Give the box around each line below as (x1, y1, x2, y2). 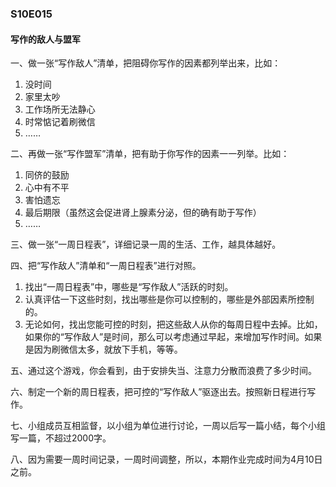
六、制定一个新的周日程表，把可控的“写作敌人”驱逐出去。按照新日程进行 (10, 386, 308, 398)
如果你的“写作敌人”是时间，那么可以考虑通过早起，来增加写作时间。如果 (24, 331, 323, 343)
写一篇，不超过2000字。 (10, 432, 112, 444)
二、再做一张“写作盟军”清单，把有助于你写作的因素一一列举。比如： (10, 148, 290, 160)
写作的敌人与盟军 (10, 33, 81, 45)
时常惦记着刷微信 (24, 116, 96, 128)
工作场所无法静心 (24, 103, 96, 116)
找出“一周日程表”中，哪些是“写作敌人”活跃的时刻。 (24, 281, 234, 293)
